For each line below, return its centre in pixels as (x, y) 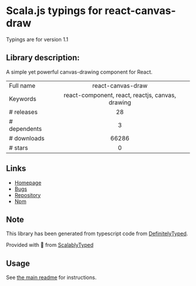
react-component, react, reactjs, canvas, (120, 95)
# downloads (27, 138)
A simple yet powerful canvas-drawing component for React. (79, 72)
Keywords (23, 99)
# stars (18, 147)
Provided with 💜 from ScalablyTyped (50, 245)
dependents (25, 129)
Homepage (28, 182)
